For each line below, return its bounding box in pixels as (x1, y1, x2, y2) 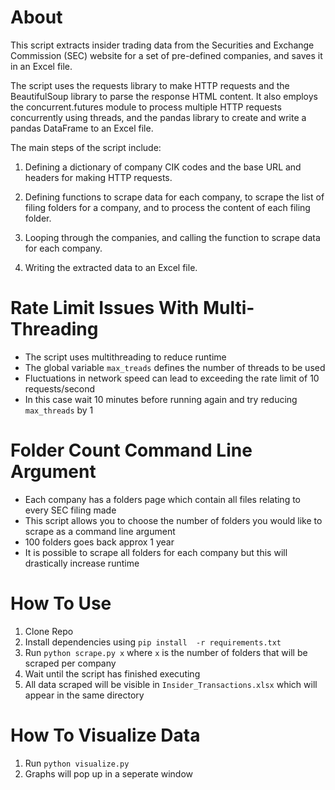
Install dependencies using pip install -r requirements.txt (24, 636, 282, 648)
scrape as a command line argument (24, 525, 176, 537)
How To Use (10, 592, 112, 615)
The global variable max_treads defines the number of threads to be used (24, 361, 326, 373)
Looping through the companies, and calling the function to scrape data (24, 231, 321, 243)
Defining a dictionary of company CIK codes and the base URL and (24, 161, 302, 173)
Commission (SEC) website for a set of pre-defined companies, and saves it (10, 49, 323, 61)
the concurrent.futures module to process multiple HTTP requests (10, 101, 282, 113)
